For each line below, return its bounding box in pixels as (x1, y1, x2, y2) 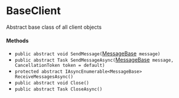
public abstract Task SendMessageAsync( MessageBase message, (14, 56, 174, 63)
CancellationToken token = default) (14, 63, 105, 69)
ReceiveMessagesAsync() (14, 74, 74, 80)
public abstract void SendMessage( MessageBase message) (14, 50, 161, 57)
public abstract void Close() (14, 80, 90, 86)
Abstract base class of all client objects (6, 23, 102, 31)
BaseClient (6, 4, 61, 18)
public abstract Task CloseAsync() (14, 86, 103, 92)
